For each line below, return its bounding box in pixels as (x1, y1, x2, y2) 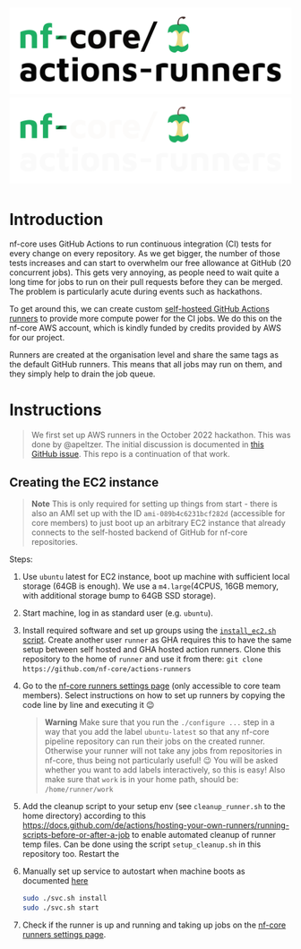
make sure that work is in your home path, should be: (44, 774, 239, 784)
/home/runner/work (44, 785, 114, 794)
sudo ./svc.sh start (21, 903, 99, 912)
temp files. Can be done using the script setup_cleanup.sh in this (21, 839, 262, 850)
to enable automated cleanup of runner (131, 830, 276, 840)
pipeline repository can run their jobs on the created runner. (44, 736, 266, 746)
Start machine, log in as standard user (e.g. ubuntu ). (21, 608, 213, 618)
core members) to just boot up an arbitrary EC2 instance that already (30, 518, 287, 528)
